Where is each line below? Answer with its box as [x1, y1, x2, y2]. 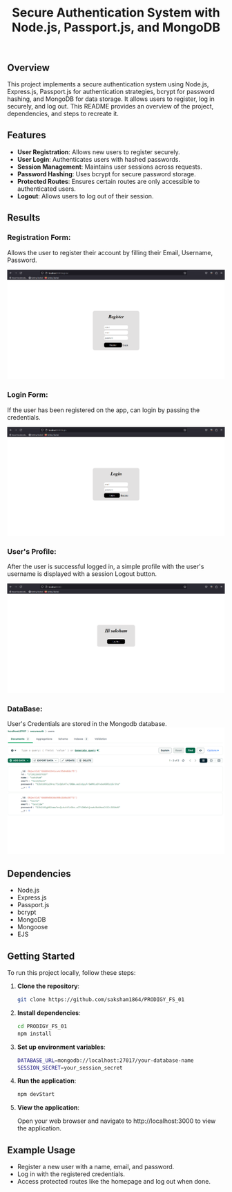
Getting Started [7, 950, 75, 962]
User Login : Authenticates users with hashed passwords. [17, 155, 181, 163]
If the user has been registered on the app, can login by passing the [7, 406, 200, 414]
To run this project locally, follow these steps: [7, 969, 136, 977]
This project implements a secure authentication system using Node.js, [7, 80, 209, 88]
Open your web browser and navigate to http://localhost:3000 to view [17, 1117, 216, 1125]
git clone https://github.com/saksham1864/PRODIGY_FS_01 [17, 996, 185, 1003]
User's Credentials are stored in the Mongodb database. [7, 720, 167, 728]
